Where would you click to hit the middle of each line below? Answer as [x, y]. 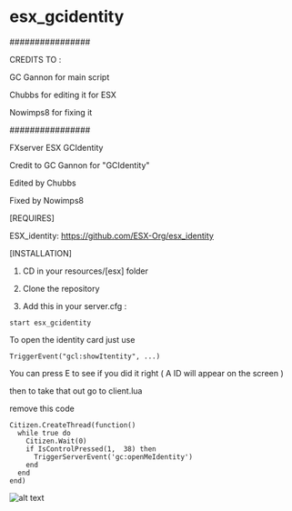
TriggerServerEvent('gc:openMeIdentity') [113, 456]
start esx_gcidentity [50, 323]
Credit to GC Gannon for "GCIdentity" [80, 165]
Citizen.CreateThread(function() [73, 425]
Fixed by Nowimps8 [47, 200]
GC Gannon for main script [60, 77]
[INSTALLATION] [41, 253]
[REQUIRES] [32, 218]
